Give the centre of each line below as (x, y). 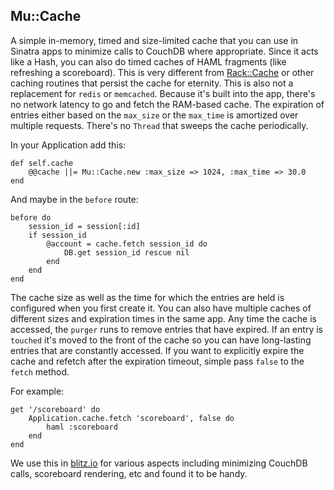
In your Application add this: (68, 145)
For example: (37, 391)
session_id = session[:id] (84, 226)
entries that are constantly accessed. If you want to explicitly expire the (157, 350)
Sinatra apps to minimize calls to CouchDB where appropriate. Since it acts (164, 51)
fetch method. (40, 371)
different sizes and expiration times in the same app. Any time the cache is (163, 318)
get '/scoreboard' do (55, 409)
